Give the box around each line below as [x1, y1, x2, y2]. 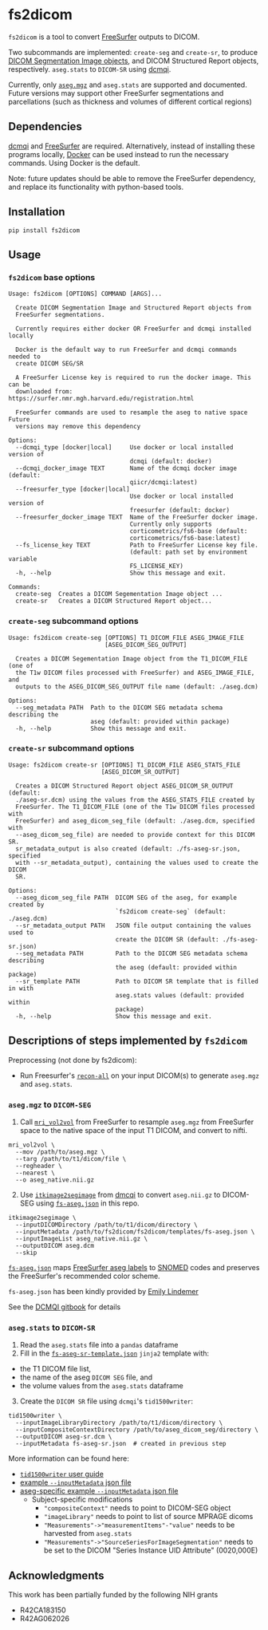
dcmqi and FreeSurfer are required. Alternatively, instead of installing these [8, 141, 255, 151]
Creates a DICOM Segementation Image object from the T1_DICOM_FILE [15, 654, 248, 663]
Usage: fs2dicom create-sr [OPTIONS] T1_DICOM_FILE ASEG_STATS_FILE [8, 760, 241, 769]
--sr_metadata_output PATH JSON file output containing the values [15, 922, 251, 929]
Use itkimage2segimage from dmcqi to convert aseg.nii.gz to [19, 1190, 221, 1199]
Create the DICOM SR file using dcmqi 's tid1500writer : [19, 1396, 194, 1406]
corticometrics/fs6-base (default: [129, 527, 248, 535]
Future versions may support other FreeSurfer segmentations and [8, 88, 224, 97]
